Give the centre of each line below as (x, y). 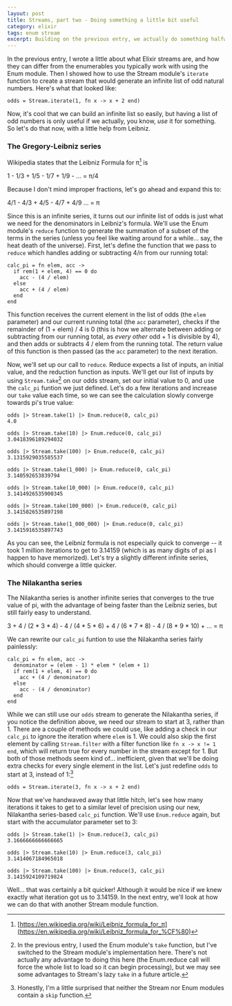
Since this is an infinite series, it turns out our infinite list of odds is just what (115, 216)
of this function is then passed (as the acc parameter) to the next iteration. (113, 351)
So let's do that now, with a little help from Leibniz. (79, 129)
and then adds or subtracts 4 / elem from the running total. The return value (115, 344)
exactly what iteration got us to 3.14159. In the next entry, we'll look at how (113, 897)
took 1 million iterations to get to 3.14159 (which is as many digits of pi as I (112, 550)
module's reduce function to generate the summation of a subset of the (108, 231)
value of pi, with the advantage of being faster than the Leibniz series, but (112, 605)
